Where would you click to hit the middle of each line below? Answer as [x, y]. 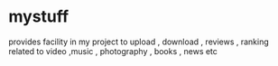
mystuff [39, 17]
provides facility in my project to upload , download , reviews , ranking [139, 42]
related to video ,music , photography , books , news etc [113, 51]
